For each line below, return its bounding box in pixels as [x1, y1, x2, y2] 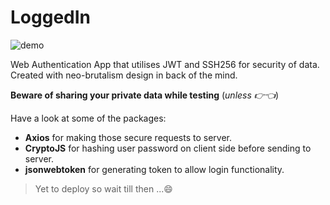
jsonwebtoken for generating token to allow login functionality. [24, 163, 285, 175]
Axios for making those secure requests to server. [24, 131, 232, 143]
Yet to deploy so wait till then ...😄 [34, 182, 173, 195]
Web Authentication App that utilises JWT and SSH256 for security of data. [10, 58, 320, 70]
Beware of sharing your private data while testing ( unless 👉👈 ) [10, 89, 280, 101]
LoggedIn [10, 6, 92, 29]
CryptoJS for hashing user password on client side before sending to [24, 142, 312, 154]
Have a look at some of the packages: [10, 112, 167, 124]
